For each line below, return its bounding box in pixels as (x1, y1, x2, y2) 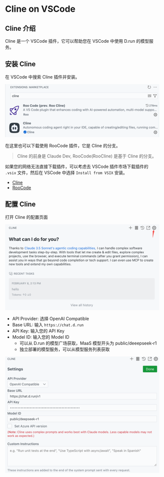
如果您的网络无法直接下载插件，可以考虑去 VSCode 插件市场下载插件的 (5, 163, 148, 170)
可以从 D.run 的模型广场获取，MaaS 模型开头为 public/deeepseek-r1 (19, 340, 157, 346)
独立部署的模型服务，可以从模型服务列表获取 (19, 346, 110, 352)
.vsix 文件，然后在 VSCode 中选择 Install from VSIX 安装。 (5, 170, 128, 176)
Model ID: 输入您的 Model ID (12, 334, 70, 340)
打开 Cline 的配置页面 (5, 214, 48, 220)
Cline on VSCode (5, 3, 76, 15)
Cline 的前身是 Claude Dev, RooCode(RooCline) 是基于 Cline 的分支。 (17, 153, 157, 159)
